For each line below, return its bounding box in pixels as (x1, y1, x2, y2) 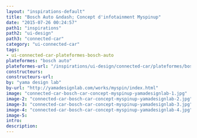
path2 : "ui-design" (6, 31, 54, 36)
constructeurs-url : (6, 74, 54, 80)
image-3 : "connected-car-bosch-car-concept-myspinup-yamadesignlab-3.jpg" (6, 101, 193, 107)
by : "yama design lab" (6, 80, 62, 86)
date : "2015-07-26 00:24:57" (6, 19, 77, 25)
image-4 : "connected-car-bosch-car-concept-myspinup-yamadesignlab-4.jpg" (6, 107, 193, 113)
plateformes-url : (6, 63, 49, 69)
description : (6, 123, 38, 129)
